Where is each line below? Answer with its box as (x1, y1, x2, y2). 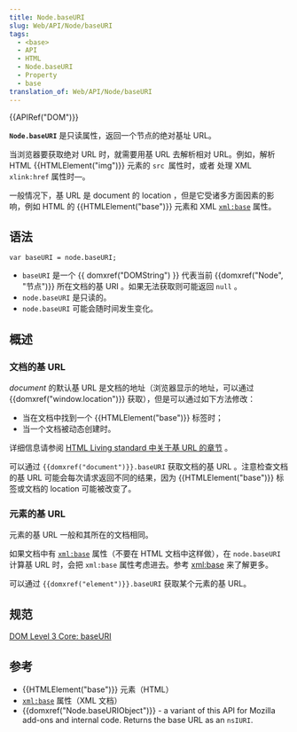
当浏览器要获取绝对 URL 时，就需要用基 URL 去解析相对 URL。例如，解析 (9, 148, 276, 160)
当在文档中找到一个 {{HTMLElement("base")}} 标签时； (21, 413, 223, 422)
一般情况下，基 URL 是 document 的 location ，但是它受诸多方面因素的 (9, 190, 267, 201)
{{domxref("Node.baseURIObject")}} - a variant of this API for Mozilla (21, 704, 277, 715)
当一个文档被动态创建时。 (21, 423, 116, 434)
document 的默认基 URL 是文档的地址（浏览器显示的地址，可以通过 (9, 382, 254, 393)
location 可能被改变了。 (50, 484, 137, 493)
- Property (17, 71, 58, 80)
